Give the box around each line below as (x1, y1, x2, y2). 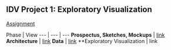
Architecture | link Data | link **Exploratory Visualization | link (6, 37, 158, 44)
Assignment (6, 20, 35, 27)
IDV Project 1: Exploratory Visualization (6, 5, 153, 15)
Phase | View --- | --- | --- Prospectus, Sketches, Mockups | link (6, 31, 165, 38)
